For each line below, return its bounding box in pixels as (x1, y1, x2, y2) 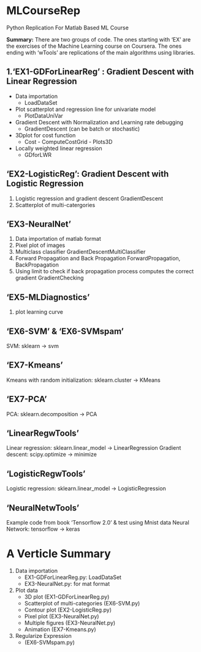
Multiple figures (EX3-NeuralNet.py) (24, 620, 116, 626)
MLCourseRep (6, 4, 81, 18)
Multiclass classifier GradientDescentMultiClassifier (15, 248, 146, 256)
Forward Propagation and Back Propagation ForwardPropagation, (15, 255, 181, 262)
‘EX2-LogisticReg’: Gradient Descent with (6, 169, 169, 180)
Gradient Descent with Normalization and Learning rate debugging (15, 118, 184, 126)
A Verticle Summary (6, 547, 112, 561)
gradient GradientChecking (15, 274, 84, 282)
